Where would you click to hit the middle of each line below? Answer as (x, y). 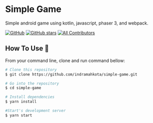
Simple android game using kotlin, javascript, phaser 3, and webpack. (77, 23)
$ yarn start (19, 115)
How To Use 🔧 (27, 48)
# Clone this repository (31, 69)
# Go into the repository (32, 83)
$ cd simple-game (23, 88)
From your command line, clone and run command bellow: (65, 60)
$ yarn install (21, 102)
